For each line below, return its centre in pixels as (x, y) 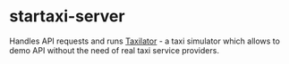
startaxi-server (67, 16)
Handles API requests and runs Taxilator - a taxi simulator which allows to (144, 41)
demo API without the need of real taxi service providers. (114, 50)
